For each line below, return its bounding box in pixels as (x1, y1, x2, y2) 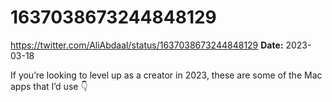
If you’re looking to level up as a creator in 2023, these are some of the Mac (10, 69, 323, 81)
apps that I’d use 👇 (10, 80, 88, 92)
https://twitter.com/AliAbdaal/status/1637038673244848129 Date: (10, 39, 284, 51)
